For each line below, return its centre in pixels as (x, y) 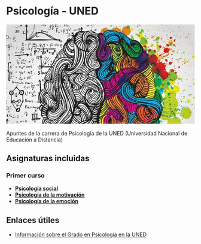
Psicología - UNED (52, 11)
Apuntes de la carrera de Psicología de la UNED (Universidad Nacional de (97, 133)
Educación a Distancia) (35, 140)
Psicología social (36, 189)
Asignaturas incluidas (48, 158)
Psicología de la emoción (47, 201)
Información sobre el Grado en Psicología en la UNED (81, 234)
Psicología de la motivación (50, 195)
